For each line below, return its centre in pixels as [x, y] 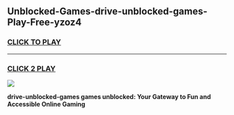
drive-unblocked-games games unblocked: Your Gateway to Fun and [109, 96]
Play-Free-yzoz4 [45, 23]
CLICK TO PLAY [34, 43]
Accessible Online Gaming [46, 104]
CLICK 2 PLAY [31, 68]
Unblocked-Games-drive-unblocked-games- [107, 11]
